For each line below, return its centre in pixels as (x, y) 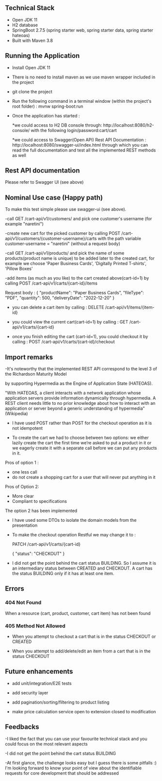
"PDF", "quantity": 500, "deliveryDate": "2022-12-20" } (60, 298)
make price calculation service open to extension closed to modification (84, 711)
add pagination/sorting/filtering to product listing (61, 702)
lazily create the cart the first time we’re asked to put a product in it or (82, 443)
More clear (23, 496)
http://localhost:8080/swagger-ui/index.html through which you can (80, 145)
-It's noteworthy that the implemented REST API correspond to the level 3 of (81, 369)
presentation (25, 525)
